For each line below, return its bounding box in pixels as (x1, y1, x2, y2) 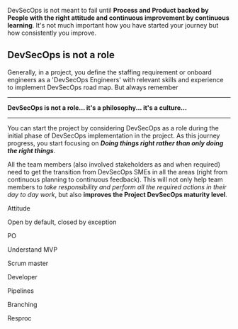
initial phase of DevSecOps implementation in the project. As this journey (7, 131, 220, 140)
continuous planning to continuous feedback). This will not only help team (7, 175, 223, 184)
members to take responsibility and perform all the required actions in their (7, 182, 227, 191)
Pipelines (7, 286, 34, 295)
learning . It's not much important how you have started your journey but (7, 21, 219, 29)
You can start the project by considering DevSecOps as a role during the (7, 123, 220, 132)
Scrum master (7, 259, 49, 267)
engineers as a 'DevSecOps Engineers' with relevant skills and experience (7, 75, 224, 84)
